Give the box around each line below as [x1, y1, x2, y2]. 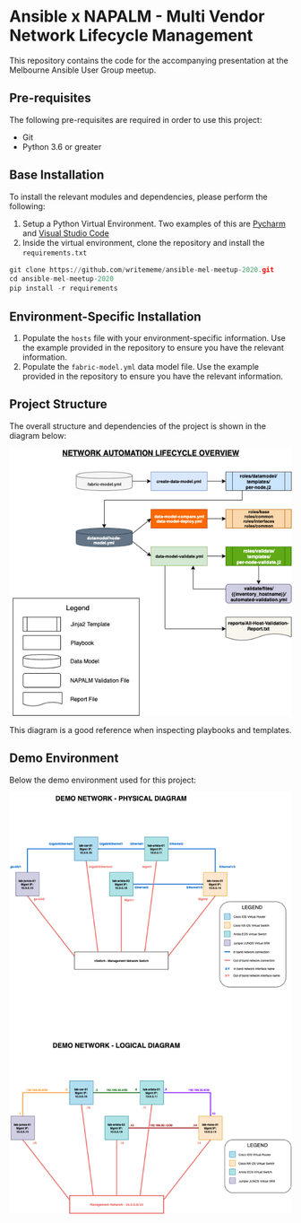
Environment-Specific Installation [9, 309, 202, 324]
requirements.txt [21, 249, 88, 258]
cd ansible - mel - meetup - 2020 [9, 275, 115, 284]
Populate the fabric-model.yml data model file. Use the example [21, 362, 260, 371]
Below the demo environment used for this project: [9, 774, 197, 785]
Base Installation [9, 168, 105, 183]
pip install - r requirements [9, 284, 118, 293]
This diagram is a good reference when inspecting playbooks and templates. [9, 725, 292, 736]
